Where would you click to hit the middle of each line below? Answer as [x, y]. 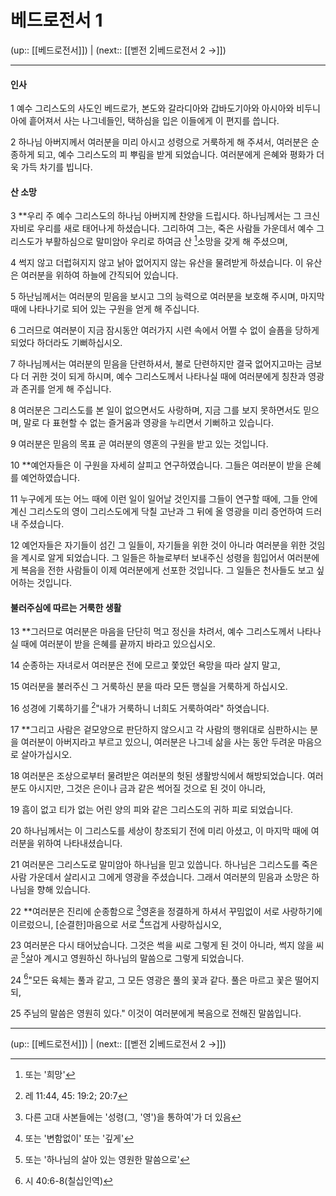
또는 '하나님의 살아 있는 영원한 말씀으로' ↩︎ [107, 1160]
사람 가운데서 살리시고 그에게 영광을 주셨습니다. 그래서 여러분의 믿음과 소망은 [160, 877]
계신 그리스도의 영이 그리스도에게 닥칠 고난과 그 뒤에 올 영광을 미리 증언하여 [157, 511]
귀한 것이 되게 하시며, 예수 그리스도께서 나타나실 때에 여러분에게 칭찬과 [169, 376]
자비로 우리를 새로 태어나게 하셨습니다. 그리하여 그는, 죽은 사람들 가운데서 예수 [162, 228]
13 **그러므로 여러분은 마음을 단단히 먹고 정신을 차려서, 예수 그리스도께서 [152, 632]
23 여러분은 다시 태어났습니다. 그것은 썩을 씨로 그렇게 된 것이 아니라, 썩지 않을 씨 [167, 945]
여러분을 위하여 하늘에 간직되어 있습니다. [99, 275]
